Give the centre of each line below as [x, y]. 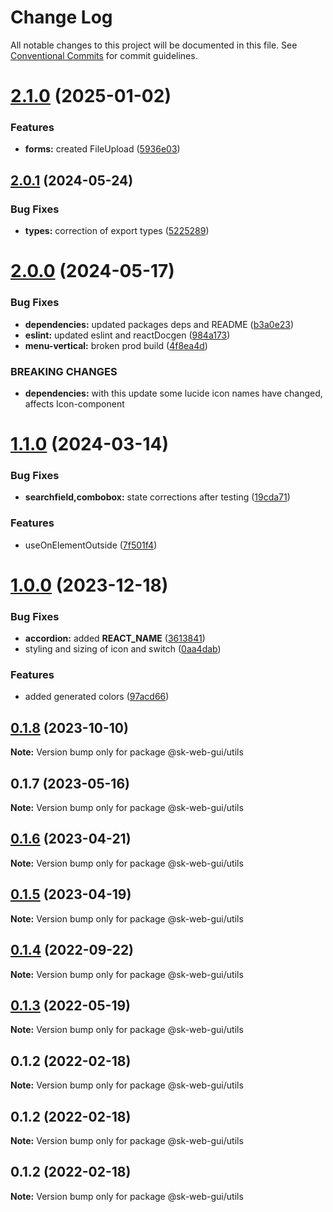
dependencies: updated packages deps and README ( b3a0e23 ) [159, 324]
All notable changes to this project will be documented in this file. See [154, 45]
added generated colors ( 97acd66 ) [97, 697]
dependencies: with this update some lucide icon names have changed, [173, 393]
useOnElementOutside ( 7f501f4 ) [91, 545]
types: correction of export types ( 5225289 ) [117, 231]
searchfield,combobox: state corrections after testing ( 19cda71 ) [157, 497]
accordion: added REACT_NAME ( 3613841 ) [115, 638]
